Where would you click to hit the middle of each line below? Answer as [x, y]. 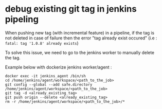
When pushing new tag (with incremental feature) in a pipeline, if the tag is [80, 33]
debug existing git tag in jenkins [71, 9]
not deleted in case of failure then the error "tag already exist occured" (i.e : [81, 38]
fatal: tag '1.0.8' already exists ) [42, 43]
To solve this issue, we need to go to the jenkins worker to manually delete [80, 53]
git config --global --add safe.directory [49, 84]
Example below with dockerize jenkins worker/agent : [58, 67]
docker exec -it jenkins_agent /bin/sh [45, 76]
